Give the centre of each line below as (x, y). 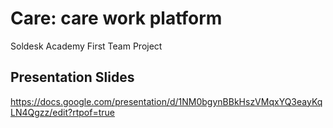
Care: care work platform (116, 18)
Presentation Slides (72, 77)
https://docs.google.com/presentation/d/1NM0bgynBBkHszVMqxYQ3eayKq (166, 101)
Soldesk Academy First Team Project (86, 46)
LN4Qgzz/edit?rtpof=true (62, 112)
